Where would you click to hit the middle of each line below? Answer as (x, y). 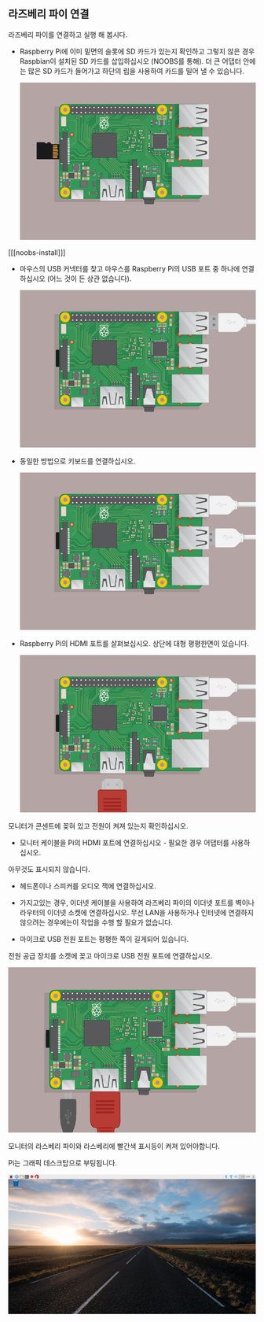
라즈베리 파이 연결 (49, 14)
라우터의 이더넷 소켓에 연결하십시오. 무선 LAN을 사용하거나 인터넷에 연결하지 (136, 913)
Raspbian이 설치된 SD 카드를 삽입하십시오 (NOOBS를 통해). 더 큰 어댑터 (130, 61)
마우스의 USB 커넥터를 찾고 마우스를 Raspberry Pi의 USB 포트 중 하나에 (130, 268)
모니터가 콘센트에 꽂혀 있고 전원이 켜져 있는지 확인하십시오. (98, 826)
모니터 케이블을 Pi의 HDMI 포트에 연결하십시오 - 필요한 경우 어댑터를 (124, 843)
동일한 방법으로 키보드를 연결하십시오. (77, 461)
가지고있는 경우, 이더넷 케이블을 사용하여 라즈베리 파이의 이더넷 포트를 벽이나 (137, 903)
